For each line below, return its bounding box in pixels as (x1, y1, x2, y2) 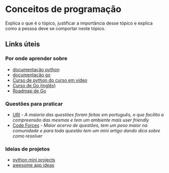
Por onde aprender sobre (5, 55, 68, 62)
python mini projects (12, 157, 55, 163)
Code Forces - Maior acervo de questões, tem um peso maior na (12, 122, 147, 128)
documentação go (12, 72, 51, 78)
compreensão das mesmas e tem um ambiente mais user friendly (12, 117, 149, 123)
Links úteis (5, 40, 40, 49)
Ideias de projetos (5, 145, 50, 152)
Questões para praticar (5, 100, 63, 107)
